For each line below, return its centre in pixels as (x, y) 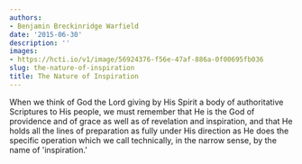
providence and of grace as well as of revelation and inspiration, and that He (151, 121)
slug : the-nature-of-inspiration (72, 68)
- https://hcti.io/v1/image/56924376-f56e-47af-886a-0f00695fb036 (137, 59)
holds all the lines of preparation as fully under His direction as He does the (149, 131)
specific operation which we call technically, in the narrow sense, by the (143, 140)
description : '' (40, 43)
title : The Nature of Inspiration (74, 77)
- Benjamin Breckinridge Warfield (74, 26)
